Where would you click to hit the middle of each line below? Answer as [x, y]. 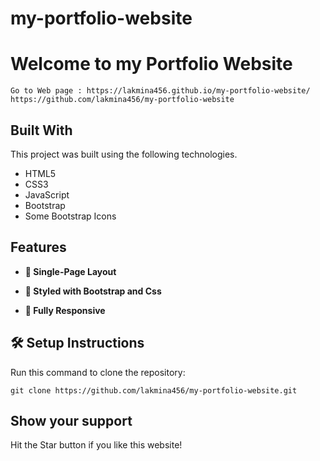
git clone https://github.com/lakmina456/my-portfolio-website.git [154, 390]
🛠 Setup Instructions [77, 343]
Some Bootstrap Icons [70, 216]
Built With [41, 130]
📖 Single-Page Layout [70, 271]
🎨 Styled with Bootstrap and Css [93, 291]
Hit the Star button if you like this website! [96, 445]
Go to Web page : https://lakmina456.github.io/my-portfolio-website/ [160, 91]
